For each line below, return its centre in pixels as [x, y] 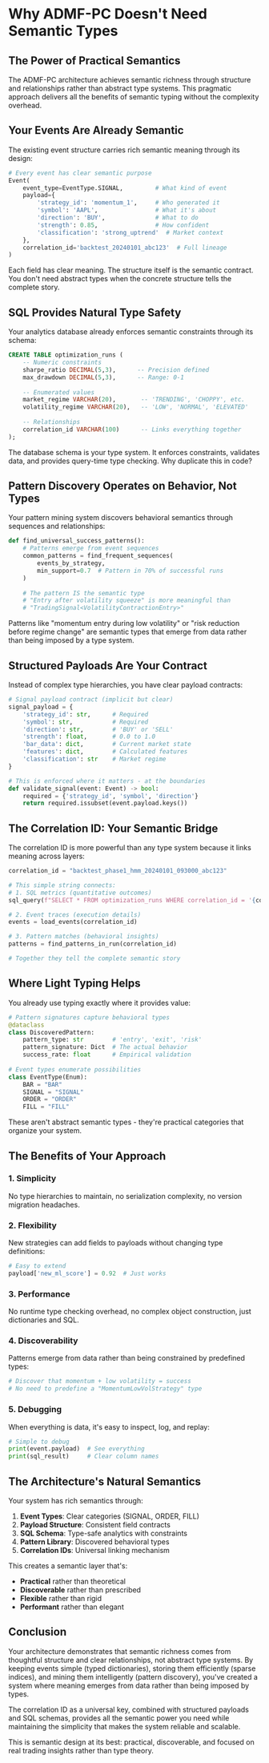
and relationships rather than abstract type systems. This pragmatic [120, 88]
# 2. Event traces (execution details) [75, 914]
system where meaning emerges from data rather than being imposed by [129, 1685]
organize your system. [45, 1131]
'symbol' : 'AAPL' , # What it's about [127, 210]
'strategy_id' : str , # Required [86, 714]
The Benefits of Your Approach [87, 1156]
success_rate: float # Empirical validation [107, 1055]
